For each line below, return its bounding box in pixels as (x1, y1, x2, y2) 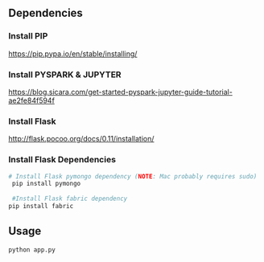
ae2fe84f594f (8, 96, 55, 105)
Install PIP (8, 31, 48, 42)
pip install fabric (8, 203, 74, 211)
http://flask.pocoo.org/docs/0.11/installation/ (8, 134, 155, 144)
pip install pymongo (11, 180, 81, 188)
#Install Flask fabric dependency (11, 194, 128, 203)
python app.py (8, 245, 56, 254)
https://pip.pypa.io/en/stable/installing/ (8, 48, 138, 59)
